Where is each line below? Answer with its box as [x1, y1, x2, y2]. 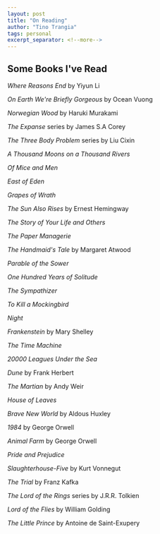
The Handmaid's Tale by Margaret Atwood [7, 245, 132, 254]
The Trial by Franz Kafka [7, 478, 79, 486]
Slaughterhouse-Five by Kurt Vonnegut [7, 463, 121, 473]
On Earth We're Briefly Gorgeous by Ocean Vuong [7, 95, 153, 103]
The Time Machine [7, 341, 62, 349]
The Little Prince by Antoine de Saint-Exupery [7, 518, 140, 527]
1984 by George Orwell [7, 423, 75, 431]
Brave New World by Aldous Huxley [7, 409, 111, 418]
